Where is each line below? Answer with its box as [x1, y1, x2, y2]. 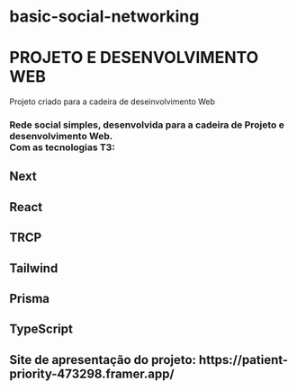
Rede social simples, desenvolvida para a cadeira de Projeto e [9, 119, 285, 131]
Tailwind [9, 261, 58, 276]
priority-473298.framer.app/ [9, 366, 175, 381]
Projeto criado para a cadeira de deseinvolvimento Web [9, 96, 216, 107]
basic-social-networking [9, 6, 200, 27]
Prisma [9, 291, 50, 306]
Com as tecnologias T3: [9, 141, 115, 154]
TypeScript [9, 322, 74, 337]
